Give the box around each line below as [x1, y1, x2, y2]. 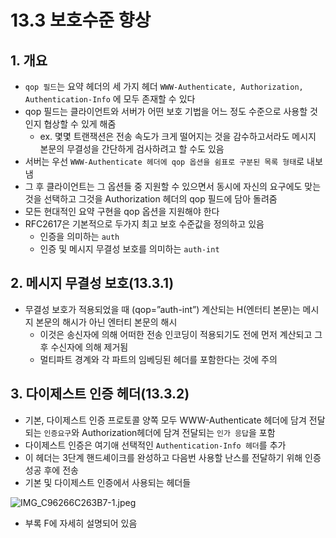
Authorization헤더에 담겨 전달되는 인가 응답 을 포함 [81, 426, 276, 438]
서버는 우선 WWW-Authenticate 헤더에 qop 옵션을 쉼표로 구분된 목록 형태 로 [24, 156, 305, 167]
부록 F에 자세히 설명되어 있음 [24, 517, 138, 529]
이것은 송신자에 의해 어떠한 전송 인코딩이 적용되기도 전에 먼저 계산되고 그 [39, 328, 323, 340]
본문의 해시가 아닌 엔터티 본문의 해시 [35, 316, 178, 328]
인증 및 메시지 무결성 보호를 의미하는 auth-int [39, 243, 220, 255]
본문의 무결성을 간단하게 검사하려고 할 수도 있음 [39, 143, 225, 155]
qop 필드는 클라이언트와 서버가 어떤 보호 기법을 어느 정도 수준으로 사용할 [24, 106, 308, 117]
